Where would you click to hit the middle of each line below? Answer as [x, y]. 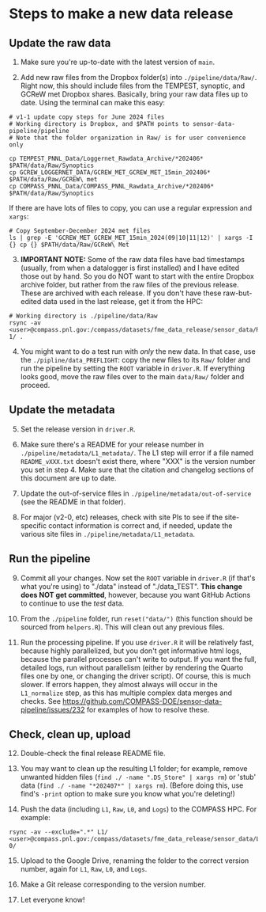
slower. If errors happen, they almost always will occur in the [119, 684]
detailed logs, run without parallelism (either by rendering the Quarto [132, 667]
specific [33, 525]
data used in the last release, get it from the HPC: [123, 301]
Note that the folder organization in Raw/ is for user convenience [131, 138]
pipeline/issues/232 [52, 709]
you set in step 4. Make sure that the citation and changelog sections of [137, 469]
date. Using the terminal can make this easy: [92, 103]
